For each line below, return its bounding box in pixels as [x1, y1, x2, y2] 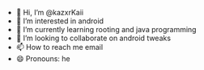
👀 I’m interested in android [15, 16, 104, 26]
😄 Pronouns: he [15, 54, 70, 64]
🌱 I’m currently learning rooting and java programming [15, 25, 197, 34]
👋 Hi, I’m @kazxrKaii [15, 8, 83, 17]
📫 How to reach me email [15, 43, 104, 51]
